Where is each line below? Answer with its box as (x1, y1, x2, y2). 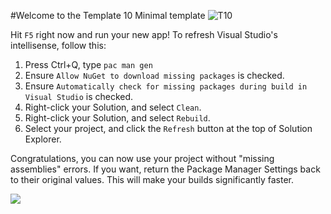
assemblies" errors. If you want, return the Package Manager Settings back (10, 163, 321, 175)
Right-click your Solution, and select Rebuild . (24, 112, 211, 124)
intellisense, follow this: (10, 40, 107, 51)
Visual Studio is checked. (24, 91, 134, 102)
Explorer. (24, 133, 62, 145)
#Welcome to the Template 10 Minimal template (10, 10, 206, 21)
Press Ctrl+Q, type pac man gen (24, 59, 153, 70)
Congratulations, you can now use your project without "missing (10, 153, 275, 164)
